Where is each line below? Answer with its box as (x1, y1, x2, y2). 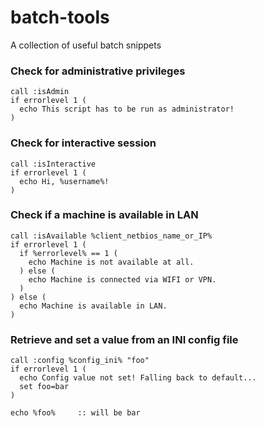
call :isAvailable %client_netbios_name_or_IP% (10, 231, 213, 241)
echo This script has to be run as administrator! (19, 104, 235, 115)
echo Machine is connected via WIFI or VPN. (28, 274, 217, 285)
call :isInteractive (10, 159, 97, 169)
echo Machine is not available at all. (28, 257, 195, 267)
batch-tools (10, 6, 110, 29)
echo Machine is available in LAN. (19, 301, 168, 311)
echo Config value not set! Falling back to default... (19, 373, 257, 383)
